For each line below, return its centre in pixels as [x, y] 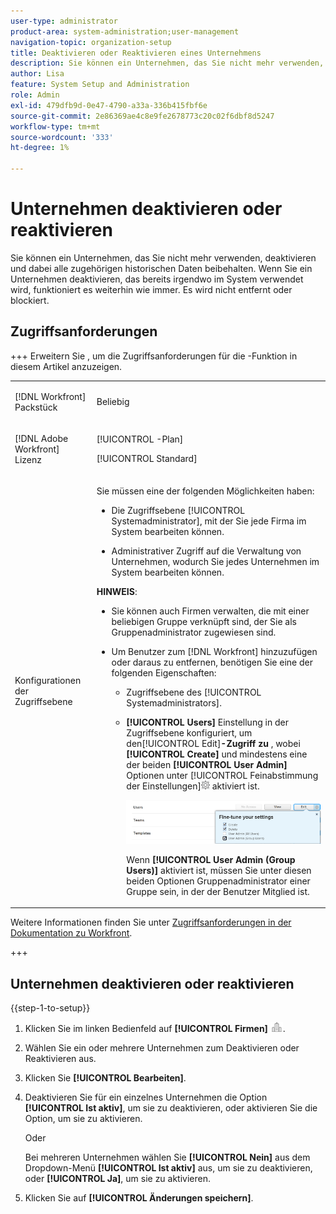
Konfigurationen [48, 681]
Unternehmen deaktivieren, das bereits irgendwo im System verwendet [157, 279]
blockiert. [30, 300]
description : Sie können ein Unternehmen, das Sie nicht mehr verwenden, [167, 63]
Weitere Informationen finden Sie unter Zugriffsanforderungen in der [151, 922]
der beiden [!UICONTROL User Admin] [207, 764]
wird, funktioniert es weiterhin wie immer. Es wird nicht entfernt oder [151, 289]
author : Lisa [37, 74]
